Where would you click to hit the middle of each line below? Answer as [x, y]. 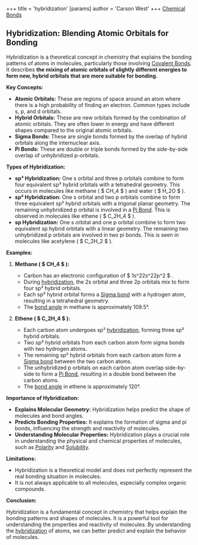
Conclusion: [22, 500]
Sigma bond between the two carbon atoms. [77, 361]
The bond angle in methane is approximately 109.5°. [86, 307]
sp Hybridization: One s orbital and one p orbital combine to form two [100, 222]
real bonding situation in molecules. [58, 476]
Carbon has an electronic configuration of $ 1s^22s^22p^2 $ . [98, 275]
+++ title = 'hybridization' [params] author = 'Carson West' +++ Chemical [96, 9]
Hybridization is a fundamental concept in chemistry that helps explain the [97, 512]
